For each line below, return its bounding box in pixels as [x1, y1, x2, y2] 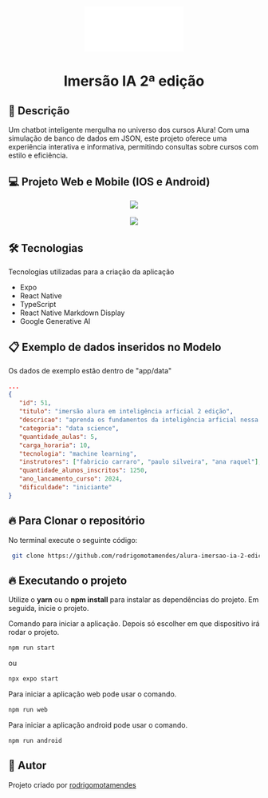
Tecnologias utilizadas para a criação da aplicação [8, 266, 175, 277]
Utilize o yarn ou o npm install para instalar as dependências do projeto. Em [8, 595, 259, 604]
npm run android [8, 736, 62, 744]
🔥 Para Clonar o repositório [8, 514, 145, 528]
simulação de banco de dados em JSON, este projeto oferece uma [8, 134, 227, 143]
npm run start [8, 644, 56, 652]
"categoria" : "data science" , [18, 424, 120, 433]
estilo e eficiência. [8, 150, 69, 161]
